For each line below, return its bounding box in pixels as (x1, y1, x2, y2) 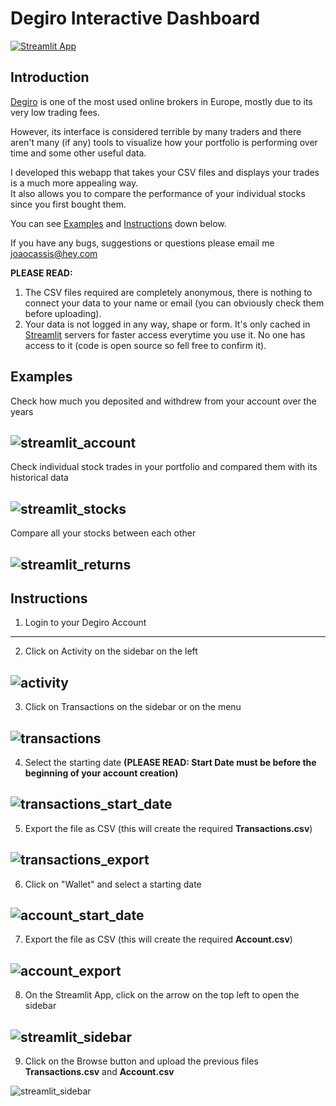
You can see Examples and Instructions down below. (10, 217, 227, 229)
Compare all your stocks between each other (10, 527, 197, 539)
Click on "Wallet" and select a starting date (24, 878, 202, 890)
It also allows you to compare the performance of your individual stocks (10, 187, 306, 199)
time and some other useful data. (10, 147, 147, 159)
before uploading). (24, 307, 102, 319)
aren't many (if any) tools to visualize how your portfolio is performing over (10, 136, 318, 148)
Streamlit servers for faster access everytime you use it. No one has (24, 328, 306, 341)
